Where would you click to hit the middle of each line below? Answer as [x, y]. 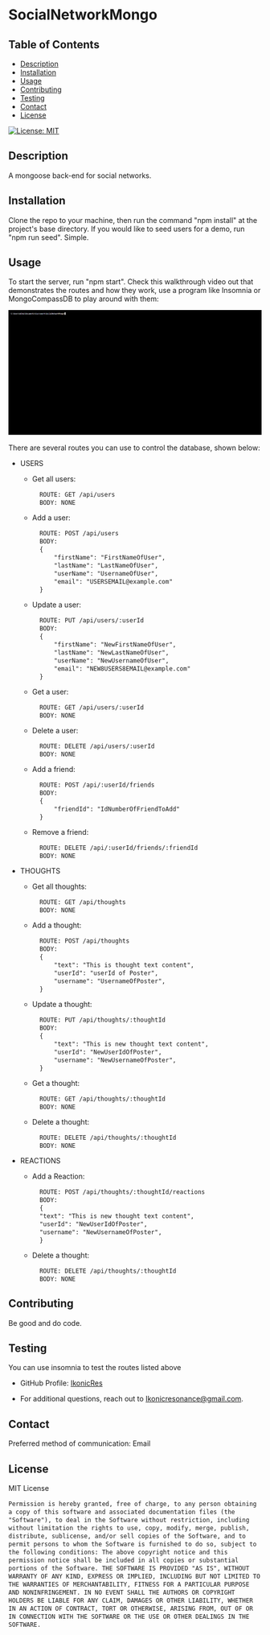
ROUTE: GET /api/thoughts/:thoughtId [102, 1099]
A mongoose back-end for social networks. [80, 175]
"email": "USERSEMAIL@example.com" [113, 581]
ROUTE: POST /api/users [79, 533]
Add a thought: [57, 925]
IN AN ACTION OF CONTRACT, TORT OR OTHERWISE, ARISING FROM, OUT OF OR [131, 1608]
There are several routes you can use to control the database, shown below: [134, 448]
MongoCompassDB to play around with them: [84, 299]
